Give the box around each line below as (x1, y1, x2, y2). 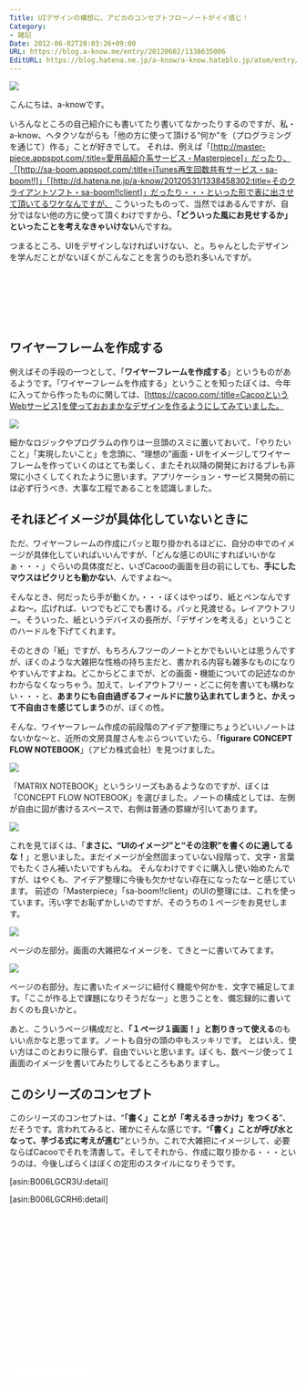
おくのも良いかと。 (9, 1004, 82, 1015)
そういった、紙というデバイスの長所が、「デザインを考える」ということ (25, 614, 292, 625)
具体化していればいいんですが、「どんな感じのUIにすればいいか (33, 549, 269, 560)
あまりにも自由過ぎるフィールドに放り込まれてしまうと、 (56, 690, 272, 701)
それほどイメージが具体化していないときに (9, 512, 249, 527)
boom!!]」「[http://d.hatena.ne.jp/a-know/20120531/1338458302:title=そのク (9, 175, 296, 186)
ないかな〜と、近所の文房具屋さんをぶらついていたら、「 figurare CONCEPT (9, 732, 293, 743)
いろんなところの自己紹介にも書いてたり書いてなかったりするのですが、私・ (9, 119, 296, 129)
